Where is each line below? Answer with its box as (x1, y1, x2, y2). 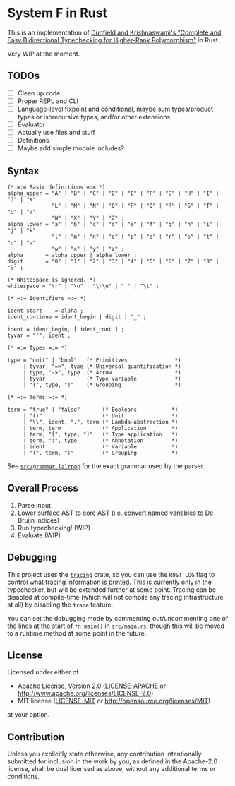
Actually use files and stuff (17, 129, 95, 136)
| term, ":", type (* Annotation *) (23, 437, 179, 444)
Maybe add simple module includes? (17, 144, 125, 153)
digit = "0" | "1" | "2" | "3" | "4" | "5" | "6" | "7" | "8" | (7, 258, 219, 265)
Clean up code (17, 88, 61, 97)
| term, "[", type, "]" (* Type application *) (23, 431, 179, 438)
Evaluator (17, 120, 46, 129)
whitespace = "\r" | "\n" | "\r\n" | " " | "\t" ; (7, 282, 159, 290)
